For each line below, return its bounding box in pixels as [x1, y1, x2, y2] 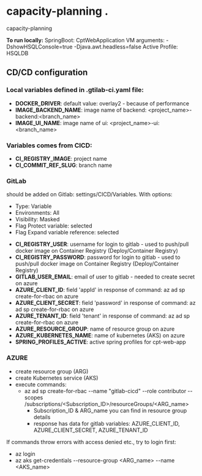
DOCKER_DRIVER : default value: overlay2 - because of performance [15, 99, 190, 107]
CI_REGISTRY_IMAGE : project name [15, 155, 107, 162]
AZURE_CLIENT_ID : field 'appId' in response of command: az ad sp [15, 286, 185, 294]
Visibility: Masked [15, 216, 60, 223]
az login [15, 450, 36, 458]
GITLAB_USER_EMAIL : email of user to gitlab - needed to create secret [15, 273, 195, 280]
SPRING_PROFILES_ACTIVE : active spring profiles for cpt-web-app [15, 339, 186, 346]
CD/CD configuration [6, 67, 88, 78]
